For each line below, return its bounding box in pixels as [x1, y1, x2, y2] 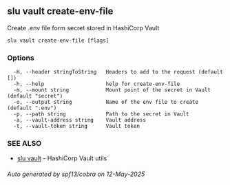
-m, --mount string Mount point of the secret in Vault [13, 87, 211, 94]
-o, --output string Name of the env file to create [13, 99, 198, 106]
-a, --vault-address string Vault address [13, 117, 147, 124]
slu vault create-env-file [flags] [7, 37, 109, 44]
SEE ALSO [7, 139, 42, 149]
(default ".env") [7, 105, 57, 112]
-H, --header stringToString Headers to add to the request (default [13, 69, 224, 76]
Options [7, 53, 34, 63]
